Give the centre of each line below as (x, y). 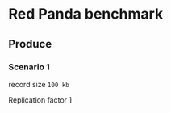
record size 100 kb (39, 84)
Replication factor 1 (40, 100)
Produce (30, 44)
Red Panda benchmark (86, 14)
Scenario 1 (29, 67)
